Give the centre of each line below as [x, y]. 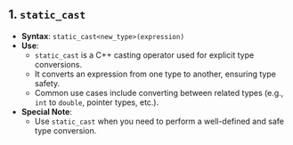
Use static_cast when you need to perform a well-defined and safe [159, 121]
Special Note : [47, 111]
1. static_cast [47, 15]
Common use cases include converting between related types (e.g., [159, 93]
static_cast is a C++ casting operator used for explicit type [144, 55]
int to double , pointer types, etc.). [97, 102]
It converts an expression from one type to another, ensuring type [155, 74]
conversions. [58, 64]
